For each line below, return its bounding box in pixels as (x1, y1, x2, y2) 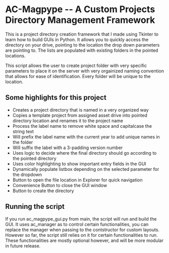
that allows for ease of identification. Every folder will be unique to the (5, 73, 151, 79)
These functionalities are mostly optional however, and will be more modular (5, 237, 164, 243)
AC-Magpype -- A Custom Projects (5, 4, 155, 15)
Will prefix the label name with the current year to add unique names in (12, 133, 160, 140)
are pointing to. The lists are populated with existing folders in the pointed (5, 47, 158, 53)
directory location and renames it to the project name (12, 118, 124, 124)
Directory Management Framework (5, 14, 155, 26)
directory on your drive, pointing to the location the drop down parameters (5, 42, 160, 48)
